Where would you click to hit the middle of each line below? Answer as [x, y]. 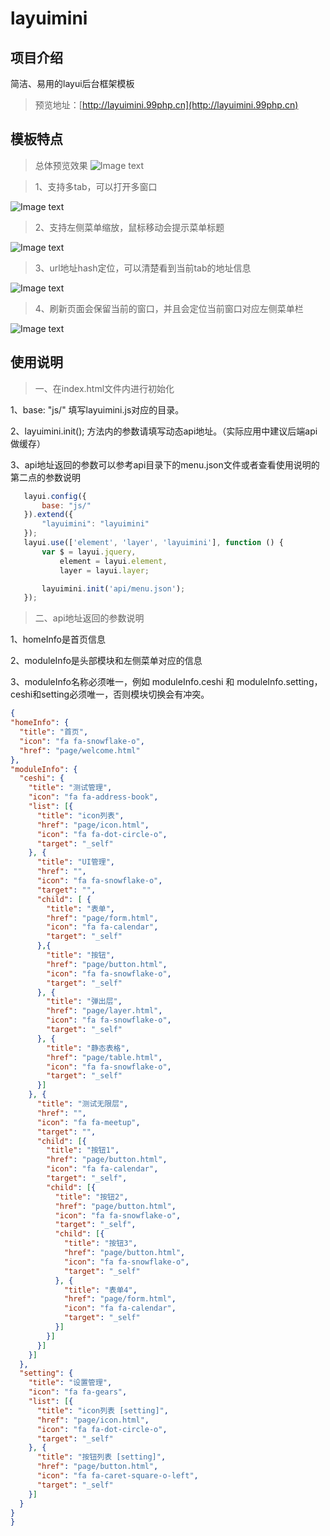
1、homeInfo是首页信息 [58, 639]
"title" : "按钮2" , [91, 1197]
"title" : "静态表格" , [88, 1048]
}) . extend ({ [48, 515]
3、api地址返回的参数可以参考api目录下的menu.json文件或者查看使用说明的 [165, 464]
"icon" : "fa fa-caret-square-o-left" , [117, 1476]
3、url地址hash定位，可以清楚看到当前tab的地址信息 [143, 268]
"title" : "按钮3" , [100, 1243]
